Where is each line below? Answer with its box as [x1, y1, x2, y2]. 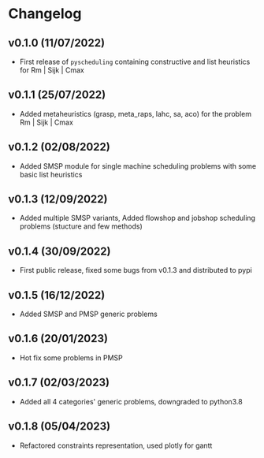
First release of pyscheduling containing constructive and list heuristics [19, 57, 251, 66]
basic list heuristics [19, 169, 83, 179]
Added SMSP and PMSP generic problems [19, 309, 158, 319]
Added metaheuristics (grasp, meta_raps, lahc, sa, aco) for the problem [19, 109, 252, 118]
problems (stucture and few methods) [19, 222, 143, 231]
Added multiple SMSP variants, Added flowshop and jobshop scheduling [19, 214, 256, 223]
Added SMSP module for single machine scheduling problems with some [19, 161, 257, 170]
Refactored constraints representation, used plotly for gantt [19, 441, 213, 450]
